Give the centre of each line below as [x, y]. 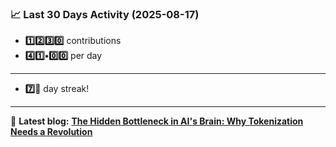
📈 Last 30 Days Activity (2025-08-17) [105, 14]
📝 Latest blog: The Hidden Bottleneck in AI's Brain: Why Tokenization [157, 121]
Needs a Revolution [51, 132]
